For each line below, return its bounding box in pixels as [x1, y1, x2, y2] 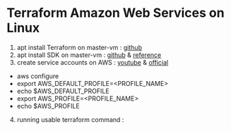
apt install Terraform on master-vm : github [16, 43, 143, 51]
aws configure [16, 72, 59, 80]
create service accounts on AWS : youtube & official [16, 58, 169, 66]
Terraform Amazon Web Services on [6, 5, 225, 21]
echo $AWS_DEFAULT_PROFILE [16, 87, 110, 95]
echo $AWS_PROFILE [16, 101, 81, 110]
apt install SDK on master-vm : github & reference [16, 51, 162, 59]
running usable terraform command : [16, 115, 124, 124]
